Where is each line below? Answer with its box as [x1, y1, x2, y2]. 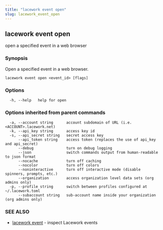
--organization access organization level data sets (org [18, 176, 154, 181]
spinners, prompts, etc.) [5, 171, 58, 176]
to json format [5, 154, 36, 159]
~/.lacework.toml [5, 188, 41, 193]
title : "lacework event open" [5, 7, 67, 12]
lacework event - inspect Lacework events [12, 219, 98, 225]
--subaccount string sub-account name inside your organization [18, 193, 156, 198]
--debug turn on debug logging [18, 146, 112, 151]
